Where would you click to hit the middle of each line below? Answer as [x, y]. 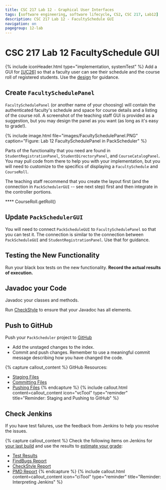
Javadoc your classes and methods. [42, 300]
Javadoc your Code [36, 288]
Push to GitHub [29, 326]
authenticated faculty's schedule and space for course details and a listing [81, 110]
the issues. [16, 431]
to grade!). [16, 126]
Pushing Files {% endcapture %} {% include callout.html [70, 388]
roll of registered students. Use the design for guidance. [62, 77]
